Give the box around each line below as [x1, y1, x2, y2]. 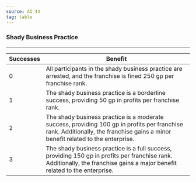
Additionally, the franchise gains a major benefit [45, 159, 177, 167]
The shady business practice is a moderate [45, 112, 164, 121]
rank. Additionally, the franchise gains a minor [45, 127, 171, 135]
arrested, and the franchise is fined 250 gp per [45, 71, 174, 80]
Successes [9, 54, 41, 63]
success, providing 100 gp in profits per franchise [45, 120, 183, 128]
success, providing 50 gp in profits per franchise [45, 96, 180, 104]
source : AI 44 [6, 8, 41, 15]
